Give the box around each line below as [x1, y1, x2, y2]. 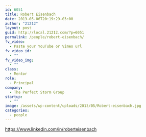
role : [5, 76, 16, 81]
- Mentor [9, 71, 27, 76]
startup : [5, 94, 23, 99]
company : [5, 85, 23, 90]
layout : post [5, 26, 32, 31]
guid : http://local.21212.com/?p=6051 [5, 30, 84, 35]
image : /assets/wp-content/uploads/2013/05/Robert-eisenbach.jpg [5, 103, 141, 108]
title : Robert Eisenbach [5, 12, 56, 17]
